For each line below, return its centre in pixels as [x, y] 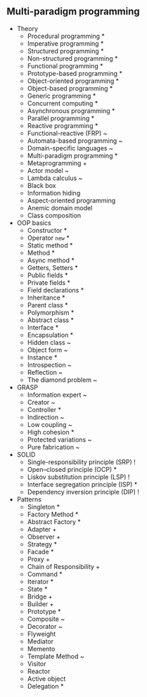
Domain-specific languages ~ [70, 148]
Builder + [40, 603]
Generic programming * [62, 96]
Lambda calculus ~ [55, 178]
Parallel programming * [61, 118]
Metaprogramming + [57, 163]
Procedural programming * [66, 36]
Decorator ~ [45, 626]
